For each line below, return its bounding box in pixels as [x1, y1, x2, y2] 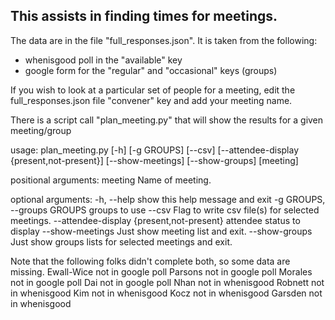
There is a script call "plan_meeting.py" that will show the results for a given [10, 114, 324, 126]
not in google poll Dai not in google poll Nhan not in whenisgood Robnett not [10, 276, 325, 288]
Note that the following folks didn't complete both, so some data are [10, 255, 291, 267]
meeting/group [10, 124, 72, 136]
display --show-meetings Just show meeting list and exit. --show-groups [10, 225, 313, 237]
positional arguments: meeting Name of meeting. [10, 174, 212, 186]
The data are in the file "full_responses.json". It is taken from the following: [10, 34, 318, 46]
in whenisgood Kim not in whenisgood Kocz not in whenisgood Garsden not [10, 287, 323, 299]
